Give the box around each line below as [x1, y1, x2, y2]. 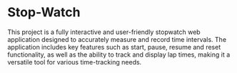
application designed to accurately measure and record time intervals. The [7, 35, 227, 43]
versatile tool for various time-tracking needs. [7, 57, 142, 66]
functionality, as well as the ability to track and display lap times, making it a [7, 50, 231, 59]
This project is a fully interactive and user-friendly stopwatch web [7, 28, 201, 36]
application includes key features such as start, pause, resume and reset [7, 43, 221, 51]
